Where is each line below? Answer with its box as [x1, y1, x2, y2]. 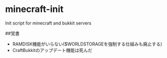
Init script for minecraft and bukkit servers [5, 20, 92, 26]
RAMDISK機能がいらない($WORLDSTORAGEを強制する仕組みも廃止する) [12, 41, 163, 47]
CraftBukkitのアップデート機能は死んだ [12, 47, 93, 53]
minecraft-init [5, 3, 64, 15]
